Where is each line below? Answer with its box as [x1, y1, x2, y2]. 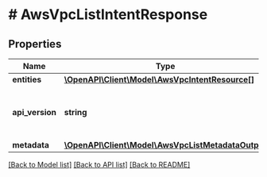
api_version [12, 107, 57, 117]
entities [12, 74, 42, 85]
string [64, 107, 87, 117]
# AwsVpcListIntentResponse [8, 6, 208, 24]
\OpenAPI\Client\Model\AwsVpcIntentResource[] [64, 74, 255, 85]
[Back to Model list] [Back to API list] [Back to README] [8, 160, 191, 169]
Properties [8, 37, 62, 51]
